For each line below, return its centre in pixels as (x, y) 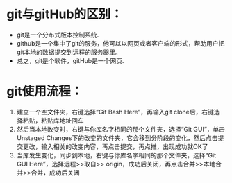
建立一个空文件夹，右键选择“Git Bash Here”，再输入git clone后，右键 (115, 112)
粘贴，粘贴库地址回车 (53, 120)
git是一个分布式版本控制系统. (58, 35)
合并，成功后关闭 (56, 172)
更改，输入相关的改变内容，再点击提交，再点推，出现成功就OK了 (115, 146)
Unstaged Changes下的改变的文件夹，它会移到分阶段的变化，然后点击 (117, 138)
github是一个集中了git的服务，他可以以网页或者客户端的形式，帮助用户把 (121, 43)
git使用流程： (45, 91)
